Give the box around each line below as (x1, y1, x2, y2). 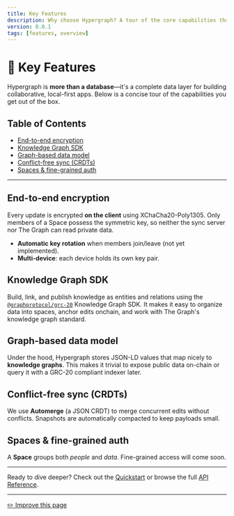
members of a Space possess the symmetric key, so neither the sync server (7, 218, 226, 226)
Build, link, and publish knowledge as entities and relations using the (7, 292, 203, 301)
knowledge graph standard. (7, 315, 87, 323)
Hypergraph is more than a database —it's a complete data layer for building (7, 83, 227, 91)
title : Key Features (7, 10, 68, 17)
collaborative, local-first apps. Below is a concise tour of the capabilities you (7, 90, 226, 98)
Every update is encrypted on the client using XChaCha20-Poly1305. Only (7, 210, 221, 219)
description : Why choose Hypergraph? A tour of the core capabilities (7, 17, 217, 24)
